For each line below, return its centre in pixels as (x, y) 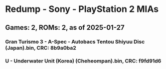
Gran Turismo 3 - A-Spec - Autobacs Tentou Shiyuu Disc (75, 42)
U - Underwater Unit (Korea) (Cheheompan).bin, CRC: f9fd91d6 (83, 61)
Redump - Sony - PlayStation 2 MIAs (82, 9)
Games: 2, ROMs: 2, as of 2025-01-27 (65, 28)
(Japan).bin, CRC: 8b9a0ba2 (41, 48)
